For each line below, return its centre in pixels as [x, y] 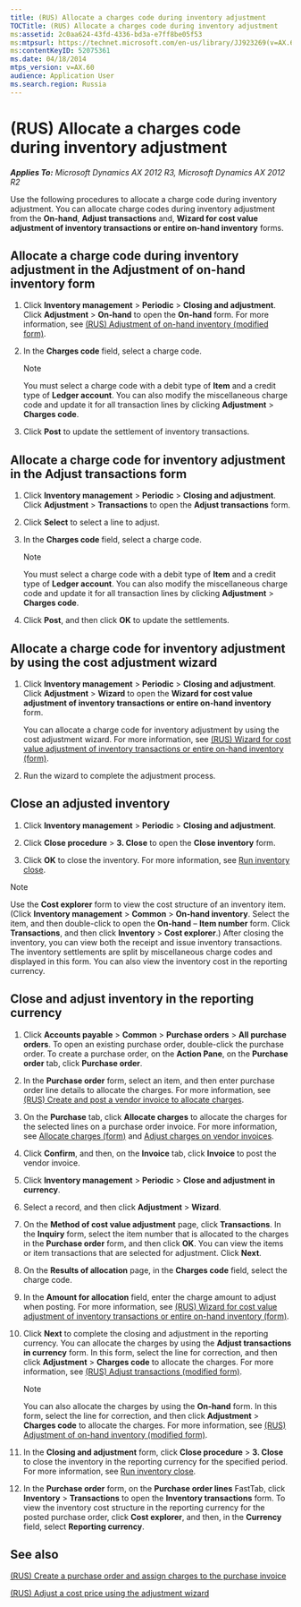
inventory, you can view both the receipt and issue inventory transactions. [146, 942]
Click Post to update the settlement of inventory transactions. [136, 432]
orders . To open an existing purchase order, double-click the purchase [153, 1044]
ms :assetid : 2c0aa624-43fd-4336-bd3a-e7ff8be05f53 [106, 34]
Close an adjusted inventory [90, 803]
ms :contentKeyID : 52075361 [60, 51]
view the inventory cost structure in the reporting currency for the [144, 1507]
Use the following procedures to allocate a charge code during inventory [144, 199]
